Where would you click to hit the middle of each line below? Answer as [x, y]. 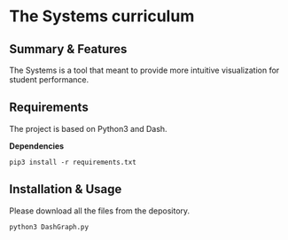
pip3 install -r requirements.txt [73, 162]
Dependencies [37, 146]
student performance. [49, 80]
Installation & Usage [66, 189]
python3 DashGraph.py [49, 227]
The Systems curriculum [102, 16]
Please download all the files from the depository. [100, 211]
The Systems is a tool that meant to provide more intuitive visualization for [144, 70]
